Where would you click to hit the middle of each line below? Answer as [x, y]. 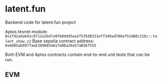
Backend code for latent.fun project [40, 22]
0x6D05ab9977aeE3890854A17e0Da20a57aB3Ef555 [51, 45]
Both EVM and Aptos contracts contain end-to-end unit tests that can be [78, 55]
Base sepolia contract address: [63, 41]
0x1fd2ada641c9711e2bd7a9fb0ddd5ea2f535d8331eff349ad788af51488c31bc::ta [81, 36]
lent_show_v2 [18, 41]
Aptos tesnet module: [26, 31]
